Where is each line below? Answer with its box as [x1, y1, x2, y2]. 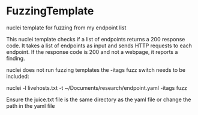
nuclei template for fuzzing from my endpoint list [6, 24, 127, 31]
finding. [6, 55, 25, 62]
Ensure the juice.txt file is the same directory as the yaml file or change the [6, 96, 191, 103]
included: [6, 72, 29, 80]
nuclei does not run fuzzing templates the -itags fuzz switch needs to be [6, 66, 186, 73]
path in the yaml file [6, 102, 55, 109]
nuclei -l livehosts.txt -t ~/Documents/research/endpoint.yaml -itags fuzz [6, 84, 188, 91]
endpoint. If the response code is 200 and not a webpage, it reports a [6, 48, 178, 55]
